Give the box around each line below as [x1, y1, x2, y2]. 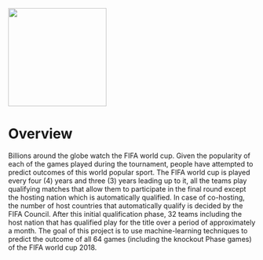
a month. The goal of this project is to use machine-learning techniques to [8, 225, 248, 235]
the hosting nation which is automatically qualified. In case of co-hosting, [8, 192, 245, 202]
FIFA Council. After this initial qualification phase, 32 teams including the [8, 209, 242, 218]
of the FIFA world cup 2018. [8, 243, 97, 252]
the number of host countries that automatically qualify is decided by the [8, 200, 243, 211]
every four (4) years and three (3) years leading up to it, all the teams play [8, 176, 247, 185]
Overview [8, 125, 73, 143]
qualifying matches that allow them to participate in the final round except [8, 184, 247, 193]
